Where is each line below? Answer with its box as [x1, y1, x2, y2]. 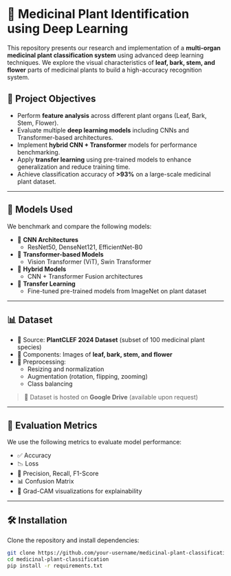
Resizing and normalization [27, 365, 104, 373]
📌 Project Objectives [7, 93, 96, 105]
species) [16, 343, 42, 351]
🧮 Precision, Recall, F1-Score [16, 469, 99, 478]
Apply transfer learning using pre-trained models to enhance [16, 155, 192, 163]
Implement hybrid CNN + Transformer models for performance [16, 141, 197, 149]
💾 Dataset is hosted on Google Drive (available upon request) [23, 393, 198, 401]
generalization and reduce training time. [16, 162, 131, 171]
